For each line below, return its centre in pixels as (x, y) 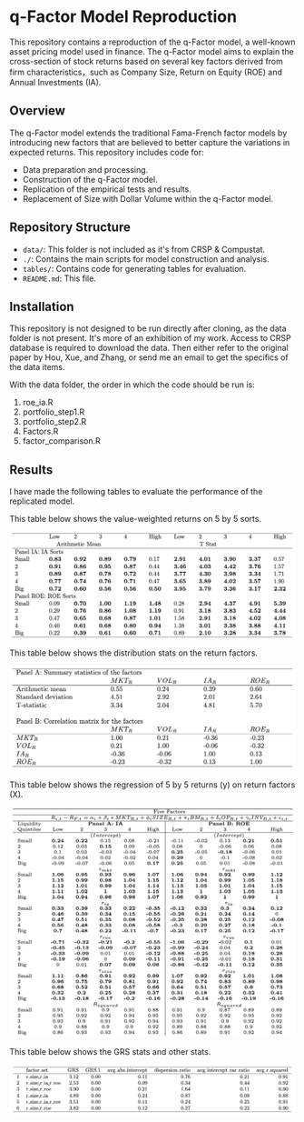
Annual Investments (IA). (55, 82)
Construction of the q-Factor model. (90, 179)
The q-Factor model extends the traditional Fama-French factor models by (148, 133)
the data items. (37, 367)
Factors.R (40, 431)
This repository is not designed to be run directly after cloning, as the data (148, 328)
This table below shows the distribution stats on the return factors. (134, 653)
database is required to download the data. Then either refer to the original (149, 348)
